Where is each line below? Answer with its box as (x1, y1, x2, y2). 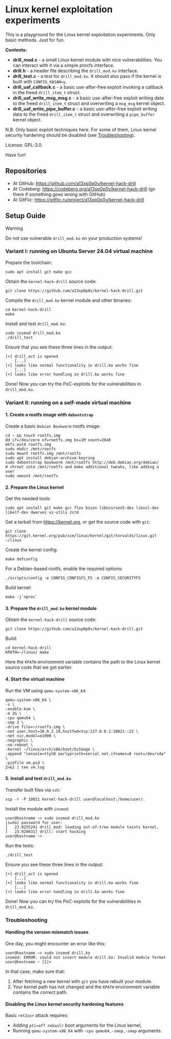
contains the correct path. (12, 989, 68, 995)
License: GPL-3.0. (5, 142, 43, 148)
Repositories (5, 167, 47, 175)
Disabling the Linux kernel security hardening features (5, 1001, 124, 1007)
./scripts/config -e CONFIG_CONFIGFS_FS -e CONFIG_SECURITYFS (5, 575, 141, 581)
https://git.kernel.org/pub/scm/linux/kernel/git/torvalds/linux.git (5, 533, 157, 538)
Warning (5, 225, 23, 231)
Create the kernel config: (5, 547, 58, 553)
